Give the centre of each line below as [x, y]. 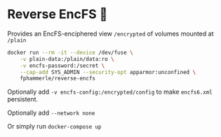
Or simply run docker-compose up [54, 127]
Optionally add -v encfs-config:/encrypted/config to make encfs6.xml [110, 92]
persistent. [23, 99]
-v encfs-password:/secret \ [62, 66]
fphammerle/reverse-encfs [58, 79]
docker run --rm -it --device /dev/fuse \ [70, 52]
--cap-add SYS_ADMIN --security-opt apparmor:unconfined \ [108, 72]
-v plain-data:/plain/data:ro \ [67, 59]
